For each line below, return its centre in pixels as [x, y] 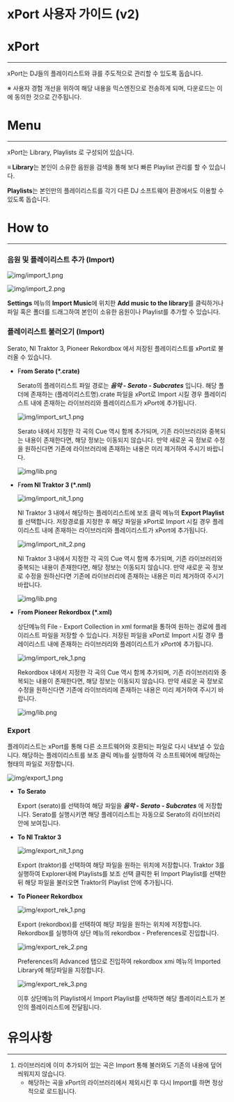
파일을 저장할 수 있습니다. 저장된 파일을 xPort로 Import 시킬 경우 [129, 635]
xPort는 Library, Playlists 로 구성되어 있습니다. [71, 152]
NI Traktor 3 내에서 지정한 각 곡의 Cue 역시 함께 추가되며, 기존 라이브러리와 [120, 558]
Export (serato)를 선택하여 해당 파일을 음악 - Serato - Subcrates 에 [110, 806]
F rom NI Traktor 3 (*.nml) [54, 485]
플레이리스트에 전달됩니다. [66, 1007]
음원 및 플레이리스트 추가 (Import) [61, 259]
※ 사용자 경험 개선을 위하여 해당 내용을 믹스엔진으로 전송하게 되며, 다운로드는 [111, 89]
